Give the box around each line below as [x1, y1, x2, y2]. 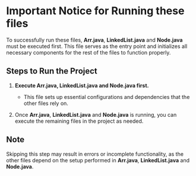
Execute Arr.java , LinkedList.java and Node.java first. [14, 82, 149, 89]
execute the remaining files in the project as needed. [14, 117, 144, 124]
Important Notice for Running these [6, 4, 185, 18]
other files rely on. [23, 100, 68, 107]
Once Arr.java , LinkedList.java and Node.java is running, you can [14, 111, 177, 118]
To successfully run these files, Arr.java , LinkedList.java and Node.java [6, 36, 183, 43]
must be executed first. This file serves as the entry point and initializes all [6, 43, 188, 50]
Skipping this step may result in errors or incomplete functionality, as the [6, 150, 184, 158]
